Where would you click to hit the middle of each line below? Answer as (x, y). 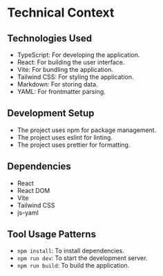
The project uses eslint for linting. (65, 137)
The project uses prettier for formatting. (74, 145)
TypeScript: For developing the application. (78, 55)
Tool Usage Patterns (52, 234)
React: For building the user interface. (71, 62)
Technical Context (61, 13)
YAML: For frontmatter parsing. (61, 92)
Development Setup (51, 113)
